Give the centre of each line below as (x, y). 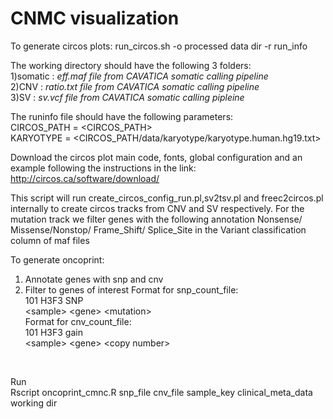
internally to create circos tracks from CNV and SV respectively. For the (157, 208)
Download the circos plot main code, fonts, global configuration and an (156, 157)
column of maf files (50, 240)
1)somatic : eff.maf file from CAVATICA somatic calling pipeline (139, 76)
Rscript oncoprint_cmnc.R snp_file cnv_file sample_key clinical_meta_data (161, 392)
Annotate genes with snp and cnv (94, 279)
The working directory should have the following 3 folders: (131, 65)
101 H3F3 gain (53, 332)
